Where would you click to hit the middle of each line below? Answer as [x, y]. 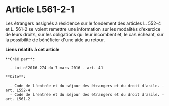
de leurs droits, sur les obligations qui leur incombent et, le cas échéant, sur [84, 34]
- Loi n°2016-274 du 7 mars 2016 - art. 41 [56, 68]
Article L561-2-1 [40, 9]
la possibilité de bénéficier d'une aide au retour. [55, 40]
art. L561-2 [18, 99]
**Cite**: [16, 77]
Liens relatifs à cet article [32, 49]
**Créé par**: [20, 59]
